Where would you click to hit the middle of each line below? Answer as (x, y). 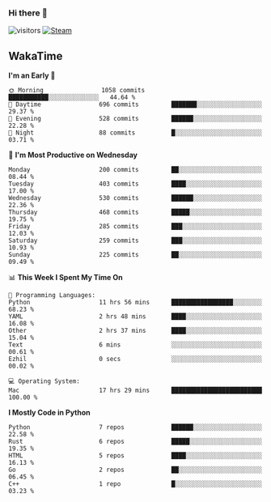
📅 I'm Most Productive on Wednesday (73, 155)
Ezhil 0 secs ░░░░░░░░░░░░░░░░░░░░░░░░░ (135, 359)
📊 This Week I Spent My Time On (66, 278)
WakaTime (36, 56)
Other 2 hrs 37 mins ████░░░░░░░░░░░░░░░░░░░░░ (135, 331)
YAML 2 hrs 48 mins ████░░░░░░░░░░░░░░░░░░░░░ (135, 317)
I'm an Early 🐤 (32, 75)
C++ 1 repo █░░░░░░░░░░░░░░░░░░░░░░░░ (135, 484)
